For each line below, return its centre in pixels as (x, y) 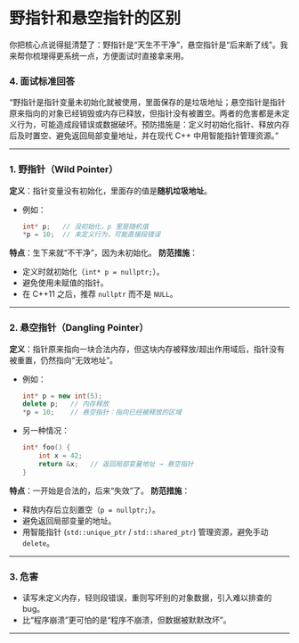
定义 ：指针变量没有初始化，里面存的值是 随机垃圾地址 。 (110, 190)
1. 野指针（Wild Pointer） (64, 169)
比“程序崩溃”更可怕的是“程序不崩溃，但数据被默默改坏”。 (126, 620)
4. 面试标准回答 (42, 81)
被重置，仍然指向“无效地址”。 (64, 360)
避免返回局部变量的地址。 (69, 520)
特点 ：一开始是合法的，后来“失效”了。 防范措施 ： (100, 490)
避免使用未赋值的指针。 (65, 283)
